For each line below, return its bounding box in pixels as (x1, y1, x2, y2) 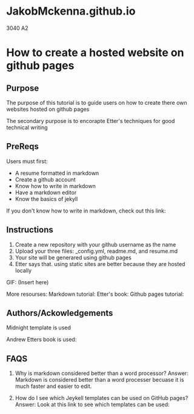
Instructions (6, 225, 53, 235)
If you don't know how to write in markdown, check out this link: (6, 207, 166, 214)
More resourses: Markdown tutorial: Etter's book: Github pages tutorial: (6, 290, 184, 298)
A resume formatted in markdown (15, 169, 99, 177)
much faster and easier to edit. (15, 382, 92, 390)
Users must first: (6, 157, 48, 165)
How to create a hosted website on (6, 46, 184, 60)
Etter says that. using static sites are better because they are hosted (15, 260, 186, 267)
